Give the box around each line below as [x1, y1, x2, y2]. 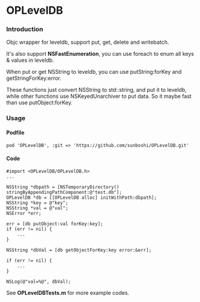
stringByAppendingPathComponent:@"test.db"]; [6, 189, 122, 195]
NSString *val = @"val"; [6, 205, 68, 211]
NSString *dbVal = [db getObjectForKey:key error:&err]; [6, 247, 152, 253]
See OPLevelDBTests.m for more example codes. [6, 289, 130, 296]
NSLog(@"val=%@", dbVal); [6, 279, 71, 285]
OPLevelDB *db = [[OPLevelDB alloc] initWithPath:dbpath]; [6, 195, 157, 201]
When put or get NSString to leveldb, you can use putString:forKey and [6, 68, 182, 76]
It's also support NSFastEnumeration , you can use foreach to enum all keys [6, 50, 194, 58]
